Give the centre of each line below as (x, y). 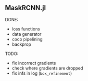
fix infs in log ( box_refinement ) (42, 73)
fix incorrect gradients (34, 63)
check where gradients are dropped (47, 68)
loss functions (26, 29)
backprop (21, 44)
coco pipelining (27, 39)
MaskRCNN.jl (25, 8)
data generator (27, 34)
